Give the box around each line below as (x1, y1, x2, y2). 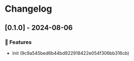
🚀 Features (5, 39, 32, 46)
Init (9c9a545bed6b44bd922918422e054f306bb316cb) (12, 50, 129, 56)
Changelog (5, 3, 52, 15)
